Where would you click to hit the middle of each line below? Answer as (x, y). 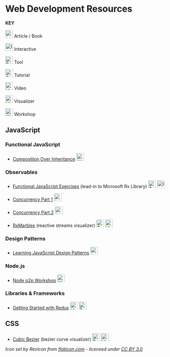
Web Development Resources (69, 9)
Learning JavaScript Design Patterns (51, 253)
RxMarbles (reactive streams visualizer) (54, 225)
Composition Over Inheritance (44, 159)
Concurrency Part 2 (33, 212)
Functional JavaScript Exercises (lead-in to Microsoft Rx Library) (80, 186)
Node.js (15, 266)
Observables (22, 172)
